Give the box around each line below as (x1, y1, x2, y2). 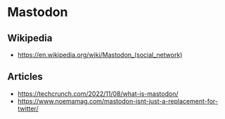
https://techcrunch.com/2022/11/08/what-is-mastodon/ (17, 89, 179, 98)
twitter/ (17, 104, 39, 113)
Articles (7, 71, 44, 83)
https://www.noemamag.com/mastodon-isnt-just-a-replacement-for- (17, 97, 218, 105)
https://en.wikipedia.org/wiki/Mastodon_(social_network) (17, 50, 183, 59)
